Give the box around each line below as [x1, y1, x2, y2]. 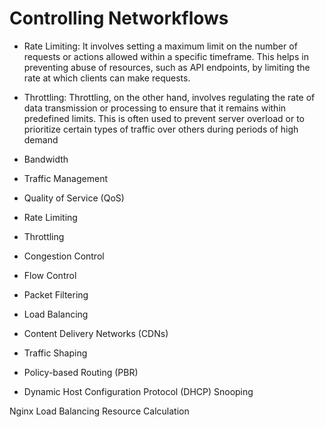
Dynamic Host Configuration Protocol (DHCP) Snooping [23, 385, 254, 397]
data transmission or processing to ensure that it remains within [23, 102, 287, 114]
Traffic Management [23, 172, 108, 184]
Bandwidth [23, 153, 69, 165]
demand [23, 133, 59, 146]
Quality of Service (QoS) [23, 192, 125, 204]
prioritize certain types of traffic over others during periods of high [23, 123, 299, 135]
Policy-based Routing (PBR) [23, 366, 139, 378]
